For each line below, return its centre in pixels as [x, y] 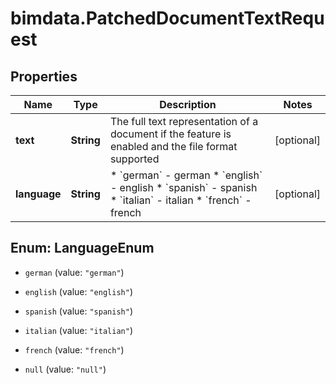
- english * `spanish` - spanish [183, 187]
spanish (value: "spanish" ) [78, 311]
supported [134, 159]
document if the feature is [170, 134]
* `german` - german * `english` [186, 175]
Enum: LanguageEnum [82, 248]
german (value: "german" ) [74, 272]
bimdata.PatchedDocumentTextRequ [167, 18]
